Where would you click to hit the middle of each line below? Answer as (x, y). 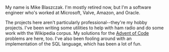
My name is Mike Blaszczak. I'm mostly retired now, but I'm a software (78, 7)
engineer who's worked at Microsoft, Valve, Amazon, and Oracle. (73, 13)
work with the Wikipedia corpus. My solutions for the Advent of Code (77, 33)
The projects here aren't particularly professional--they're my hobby (76, 22)
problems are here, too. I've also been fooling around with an (69, 38)
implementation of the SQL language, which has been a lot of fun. (73, 44)
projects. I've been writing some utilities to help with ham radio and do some (84, 28)
